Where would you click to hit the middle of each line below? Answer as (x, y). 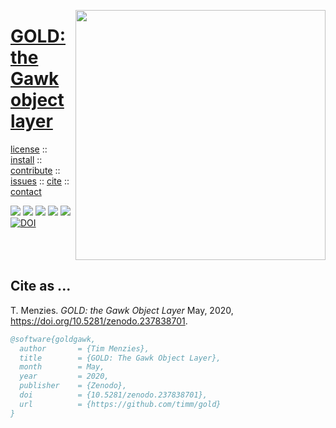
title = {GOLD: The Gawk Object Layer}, (120, 358)
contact (26, 191)
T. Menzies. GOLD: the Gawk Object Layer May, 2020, (122, 310)
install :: (26, 159)
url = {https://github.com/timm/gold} (120, 404)
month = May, (62, 367)
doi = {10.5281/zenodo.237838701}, (113, 395)
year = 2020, (64, 376)
